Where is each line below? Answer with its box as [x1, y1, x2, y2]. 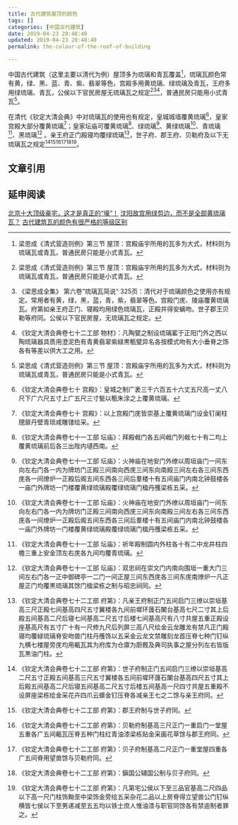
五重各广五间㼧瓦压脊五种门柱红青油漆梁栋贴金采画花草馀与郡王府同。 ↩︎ [18, 730, 230, 738]
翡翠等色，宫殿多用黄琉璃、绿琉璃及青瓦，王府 [88, 78, 225, 87]
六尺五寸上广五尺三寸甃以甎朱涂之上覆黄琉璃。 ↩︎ [37, 394, 181, 402]
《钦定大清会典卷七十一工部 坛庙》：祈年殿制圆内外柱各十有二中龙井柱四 [18, 539, 228, 548]
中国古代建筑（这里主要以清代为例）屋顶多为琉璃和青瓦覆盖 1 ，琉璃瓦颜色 [8, 69, 221, 78]
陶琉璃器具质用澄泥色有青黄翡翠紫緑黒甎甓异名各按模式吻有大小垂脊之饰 [18, 337, 229, 346]
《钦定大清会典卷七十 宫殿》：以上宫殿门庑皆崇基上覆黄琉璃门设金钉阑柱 [18, 409, 228, 417]
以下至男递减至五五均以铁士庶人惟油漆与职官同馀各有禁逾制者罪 [42, 801, 229, 809]
